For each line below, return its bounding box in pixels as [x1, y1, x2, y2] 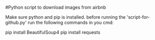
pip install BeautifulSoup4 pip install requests [5, 29, 101, 35]
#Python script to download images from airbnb [5, 5, 106, 10]
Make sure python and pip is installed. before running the [5, 14, 126, 20]
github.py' [5, 20, 27, 25]
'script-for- [126, 14, 150, 20]
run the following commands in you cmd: [28, 20, 114, 25]
